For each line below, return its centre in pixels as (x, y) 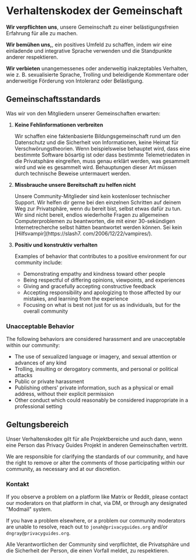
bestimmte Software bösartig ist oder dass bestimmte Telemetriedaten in (102, 155)
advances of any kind (40, 363)
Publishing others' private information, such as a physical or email (94, 388)
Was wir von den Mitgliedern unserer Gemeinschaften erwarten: (83, 113)
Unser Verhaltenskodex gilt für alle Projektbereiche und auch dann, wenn (94, 439)
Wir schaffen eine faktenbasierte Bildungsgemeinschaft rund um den (97, 136)
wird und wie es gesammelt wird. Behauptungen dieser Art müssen (95, 167)
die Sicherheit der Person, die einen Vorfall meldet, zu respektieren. (88, 551)
